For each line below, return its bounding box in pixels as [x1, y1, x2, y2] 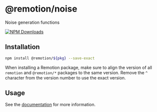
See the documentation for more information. [5, 102, 96, 108]
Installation [5, 43, 40, 51]
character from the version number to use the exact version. [5, 75, 126, 80]
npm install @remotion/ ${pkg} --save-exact [5, 56, 95, 61]
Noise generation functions [5, 19, 60, 25]
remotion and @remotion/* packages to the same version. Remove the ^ [5, 69, 148, 76]
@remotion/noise [5, 3, 78, 15]
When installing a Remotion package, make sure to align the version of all [5, 64, 152, 70]
